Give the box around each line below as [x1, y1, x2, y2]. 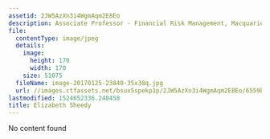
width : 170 [29, 64, 67, 72]
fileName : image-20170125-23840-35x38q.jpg [15, 79, 163, 87]
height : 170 [29, 57, 70, 65]
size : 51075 [22, 72, 63, 80]
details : [15, 42, 45, 50]
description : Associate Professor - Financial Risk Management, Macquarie [8, 19, 264, 27]
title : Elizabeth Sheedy [8, 101, 92, 109]
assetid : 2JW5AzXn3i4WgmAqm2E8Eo [8, 11, 121, 20]
